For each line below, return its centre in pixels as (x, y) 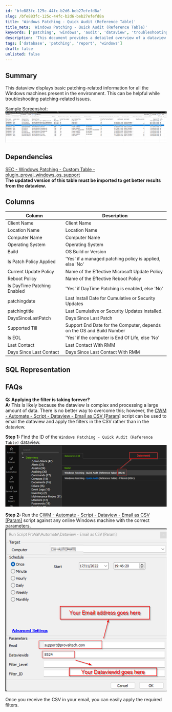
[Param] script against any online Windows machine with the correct (78, 520)
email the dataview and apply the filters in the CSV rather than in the (77, 421)
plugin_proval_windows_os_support (43, 175)
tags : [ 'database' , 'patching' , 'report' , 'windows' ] (64, 44)
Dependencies (29, 157)
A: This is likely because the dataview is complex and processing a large (82, 405)
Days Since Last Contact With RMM (103, 352)
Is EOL (14, 338)
